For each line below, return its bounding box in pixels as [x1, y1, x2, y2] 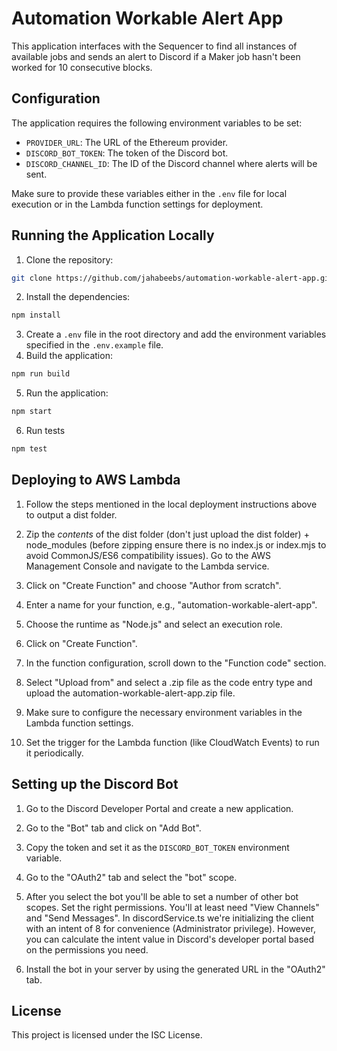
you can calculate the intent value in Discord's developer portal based [25, 933, 315, 945]
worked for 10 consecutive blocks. [11, 61, 153, 73]
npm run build [11, 369, 71, 379]
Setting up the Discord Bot [11, 776, 179, 793]
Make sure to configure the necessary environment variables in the [25, 706, 303, 718]
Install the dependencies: [25, 291, 131, 303]
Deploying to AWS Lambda [11, 472, 181, 489]
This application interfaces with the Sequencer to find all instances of [11, 40, 298, 52]
